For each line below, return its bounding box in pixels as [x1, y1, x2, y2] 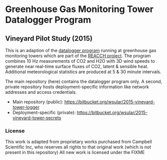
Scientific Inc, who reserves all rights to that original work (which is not [5, 144, 151, 150]
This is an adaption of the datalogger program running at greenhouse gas [5, 48, 156, 53]
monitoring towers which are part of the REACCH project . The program [5, 53, 151, 59]
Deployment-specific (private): [12, 109, 76, 115]
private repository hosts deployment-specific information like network [5, 84, 149, 90]
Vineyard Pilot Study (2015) [5, 34, 92, 43]
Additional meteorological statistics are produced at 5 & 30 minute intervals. [5, 69, 161, 75]
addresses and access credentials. [5, 89, 77, 95]
